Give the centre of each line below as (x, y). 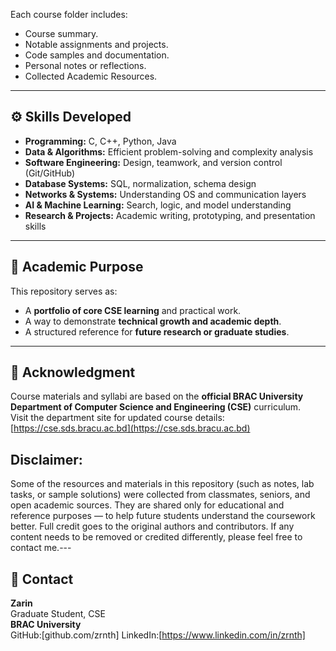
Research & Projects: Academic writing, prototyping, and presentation (170, 215)
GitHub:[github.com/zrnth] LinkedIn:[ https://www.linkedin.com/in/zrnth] (158, 635)
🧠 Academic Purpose (77, 267)
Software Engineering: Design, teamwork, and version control (153, 162)
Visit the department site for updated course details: (117, 418)
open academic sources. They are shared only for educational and (147, 505)
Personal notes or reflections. (85, 65)
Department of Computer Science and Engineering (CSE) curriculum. (156, 407)
